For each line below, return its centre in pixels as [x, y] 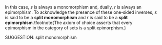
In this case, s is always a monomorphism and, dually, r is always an [73, 7]
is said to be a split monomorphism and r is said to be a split [66, 17]
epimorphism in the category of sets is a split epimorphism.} [66, 28]
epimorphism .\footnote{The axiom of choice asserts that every [69, 22]
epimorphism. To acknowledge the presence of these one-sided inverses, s [81, 12]
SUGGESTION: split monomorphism [41, 37]
